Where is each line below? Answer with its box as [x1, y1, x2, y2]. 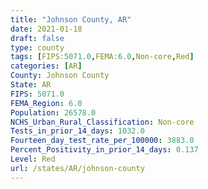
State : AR [10, 80, 52, 90]
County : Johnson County [10, 71, 110, 81]
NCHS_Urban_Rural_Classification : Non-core [10, 117, 195, 127]
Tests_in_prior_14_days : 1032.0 [10, 126, 145, 136]
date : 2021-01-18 [10, 24, 83, 34]
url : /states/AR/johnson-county [10, 163, 145, 173]
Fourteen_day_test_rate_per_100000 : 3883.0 [10, 136, 195, 146]
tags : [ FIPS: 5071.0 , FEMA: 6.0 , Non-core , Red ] [10, 52, 195, 62]
